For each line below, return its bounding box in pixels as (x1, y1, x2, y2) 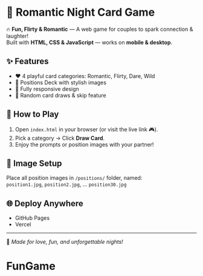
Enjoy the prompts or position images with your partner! (14, 140, 154, 148)
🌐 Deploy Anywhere (6, 198, 83, 208)
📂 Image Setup (6, 158, 62, 168)
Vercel (14, 221, 31, 228)
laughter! (6, 32, 29, 39)
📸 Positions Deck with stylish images (14, 79, 107, 86)
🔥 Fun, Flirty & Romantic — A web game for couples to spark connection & (6, 25, 193, 33)
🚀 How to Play (6, 109, 59, 120)
